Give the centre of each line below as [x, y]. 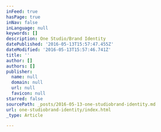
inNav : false [22, 22]
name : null [25, 77]
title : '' [18, 55]
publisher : [19, 72]
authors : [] [20, 66]
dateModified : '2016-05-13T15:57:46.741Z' [59, 50]
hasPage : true [23, 17]
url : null [23, 88]
